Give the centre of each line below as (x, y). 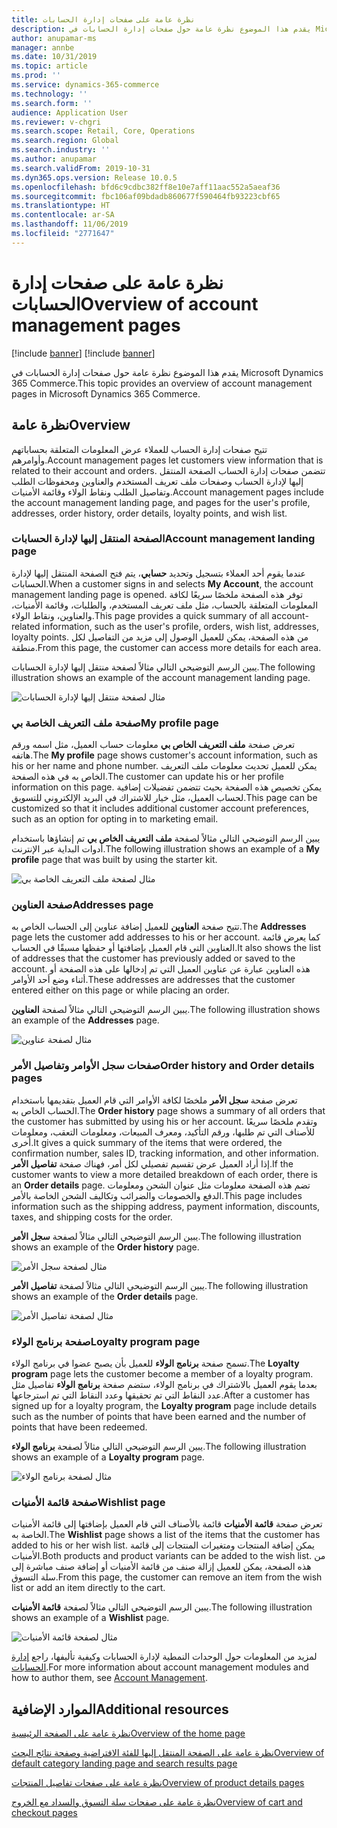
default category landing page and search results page (124, 1763)
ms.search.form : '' (52, 103)
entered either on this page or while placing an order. (120, 990)
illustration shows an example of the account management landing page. (161, 677)
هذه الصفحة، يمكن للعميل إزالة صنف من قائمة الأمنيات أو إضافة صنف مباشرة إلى (161, 1567)
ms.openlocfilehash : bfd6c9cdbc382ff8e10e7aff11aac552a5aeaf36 (146, 187)
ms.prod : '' (36, 76)
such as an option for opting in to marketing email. (115, 819)
